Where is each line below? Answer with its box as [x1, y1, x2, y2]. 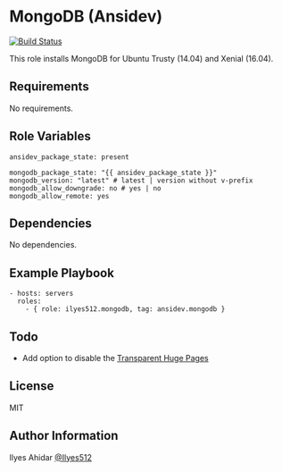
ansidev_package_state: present [9, 152, 129, 162]
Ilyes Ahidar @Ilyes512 [9, 451, 92, 462]
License [9, 378, 54, 394]
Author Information [9, 428, 119, 443]
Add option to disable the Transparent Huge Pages [21, 353, 209, 363]
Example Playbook [9, 265, 114, 281]
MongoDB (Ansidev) [9, 6, 163, 27]
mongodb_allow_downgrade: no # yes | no [9, 183, 162, 193]
